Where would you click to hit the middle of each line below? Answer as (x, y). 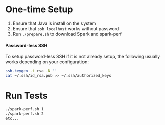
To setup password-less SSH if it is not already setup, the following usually (83, 57)
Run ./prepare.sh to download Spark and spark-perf (67, 34)
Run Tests (26, 96)
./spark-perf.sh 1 (24, 109)
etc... (12, 118)
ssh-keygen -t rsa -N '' (31, 71)
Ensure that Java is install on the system (54, 23)
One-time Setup (39, 9)
